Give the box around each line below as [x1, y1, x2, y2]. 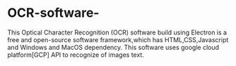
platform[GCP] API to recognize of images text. [7, 51, 145, 59]
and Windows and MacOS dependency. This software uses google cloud [7, 43, 220, 51]
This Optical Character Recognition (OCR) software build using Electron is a [7, 28, 228, 37]
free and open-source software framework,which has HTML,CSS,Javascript [7, 35, 229, 44]
